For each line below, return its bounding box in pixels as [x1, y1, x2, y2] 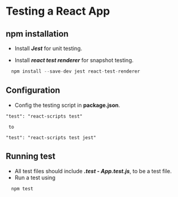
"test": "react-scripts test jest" [6, 134, 97, 141]
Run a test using [14, 174, 56, 181]
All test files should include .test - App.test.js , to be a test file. [14, 167, 172, 174]
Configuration [6, 85, 61, 96]
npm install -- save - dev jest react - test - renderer [11, 68, 140, 74]
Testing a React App [6, 4, 111, 18]
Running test [6, 151, 56, 162]
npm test [11, 185, 34, 192]
